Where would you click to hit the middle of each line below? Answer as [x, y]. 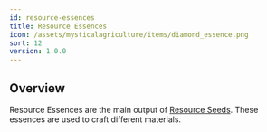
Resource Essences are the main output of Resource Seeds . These [134, 109]
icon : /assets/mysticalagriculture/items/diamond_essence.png [129, 34]
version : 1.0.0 [38, 52]
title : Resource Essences [58, 26]
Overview [38, 88]
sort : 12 [26, 43]
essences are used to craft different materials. [95, 119]
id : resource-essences [52, 18]
